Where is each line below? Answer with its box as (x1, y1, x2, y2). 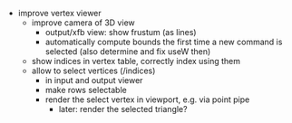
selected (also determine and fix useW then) (44, 46, 211, 57)
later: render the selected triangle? (58, 104, 188, 114)
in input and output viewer (44, 75, 143, 85)
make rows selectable (44, 85, 127, 95)
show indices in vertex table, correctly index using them (31, 56, 240, 66)
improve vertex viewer (17, 8, 102, 18)
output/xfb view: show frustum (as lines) (44, 27, 197, 37)
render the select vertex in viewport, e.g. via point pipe (44, 94, 250, 105)
